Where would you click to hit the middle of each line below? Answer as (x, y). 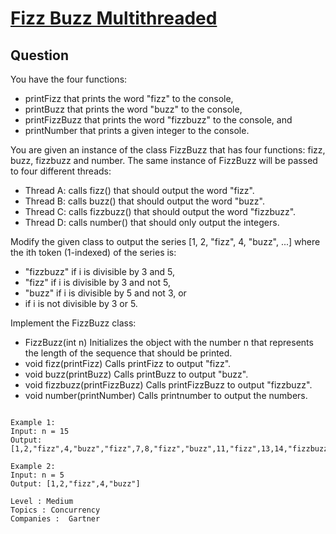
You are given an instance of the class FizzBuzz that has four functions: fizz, (168, 150)
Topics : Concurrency (55, 510)
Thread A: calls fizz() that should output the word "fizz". (139, 190)
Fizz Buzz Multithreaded (114, 18)
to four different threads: (61, 171)
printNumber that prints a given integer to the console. (137, 130)
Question (39, 55)
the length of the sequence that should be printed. (128, 353)
